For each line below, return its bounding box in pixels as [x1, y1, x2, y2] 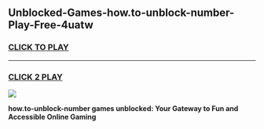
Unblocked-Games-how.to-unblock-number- [8, 6, 235, 20]
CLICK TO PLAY [8, 42, 69, 53]
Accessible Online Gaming [8, 112, 97, 121]
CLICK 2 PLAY [8, 71, 63, 82]
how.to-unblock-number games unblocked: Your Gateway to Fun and [8, 103, 239, 113]
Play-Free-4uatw [8, 19, 93, 32]
